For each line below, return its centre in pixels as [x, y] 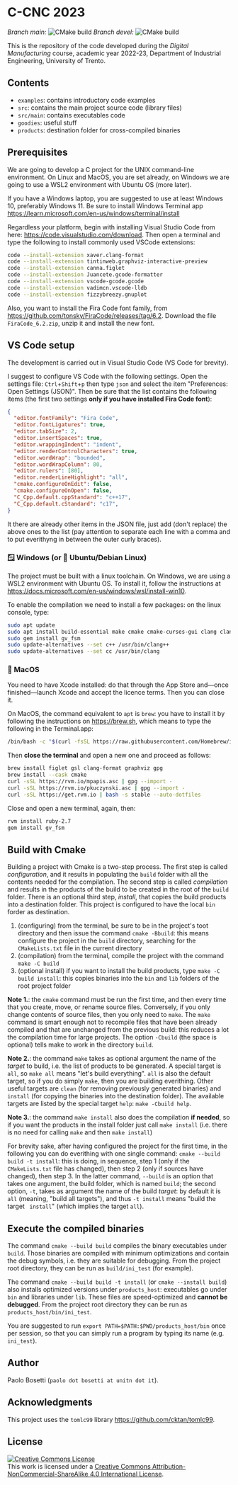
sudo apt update [31, 625]
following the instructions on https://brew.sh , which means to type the [109, 721]
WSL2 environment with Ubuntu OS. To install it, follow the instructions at [114, 583]
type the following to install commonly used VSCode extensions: [101, 242]
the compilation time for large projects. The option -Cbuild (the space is [112, 1037]
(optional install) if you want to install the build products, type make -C [119, 971]
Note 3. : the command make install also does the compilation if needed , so [119, 1117]
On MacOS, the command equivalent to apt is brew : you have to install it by [116, 714]
